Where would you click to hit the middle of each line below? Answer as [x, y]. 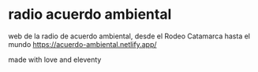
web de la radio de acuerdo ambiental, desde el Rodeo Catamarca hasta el [129, 36]
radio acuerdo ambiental [90, 14]
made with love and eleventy [55, 59]
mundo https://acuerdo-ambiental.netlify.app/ [82, 44]
